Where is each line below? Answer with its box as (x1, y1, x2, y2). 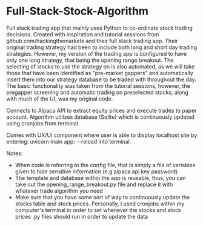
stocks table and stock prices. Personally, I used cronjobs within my (15, 200, 185, 207)
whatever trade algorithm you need (15, 187, 103, 194)
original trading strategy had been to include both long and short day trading (6, 44, 198, 51)
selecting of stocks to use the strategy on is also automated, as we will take (6, 62, 195, 70)
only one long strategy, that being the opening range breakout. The (6, 56, 174, 64)
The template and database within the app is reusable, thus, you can (15, 174, 186, 181)
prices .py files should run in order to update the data (15, 213, 148, 220)
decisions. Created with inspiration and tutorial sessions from (6, 30, 159, 38)
